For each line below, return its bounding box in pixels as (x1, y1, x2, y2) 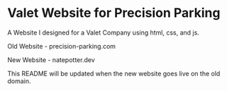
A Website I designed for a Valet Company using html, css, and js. (7, 28, 200, 37)
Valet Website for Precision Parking (7, 5, 221, 21)
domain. (7, 76, 31, 85)
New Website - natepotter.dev (7, 55, 96, 64)
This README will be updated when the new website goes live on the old (7, 69, 221, 78)
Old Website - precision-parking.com (7, 42, 116, 50)
